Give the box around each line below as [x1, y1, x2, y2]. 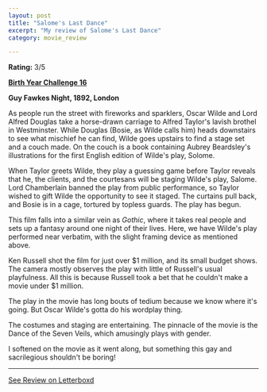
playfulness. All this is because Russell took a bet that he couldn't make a [8, 273, 249, 282]
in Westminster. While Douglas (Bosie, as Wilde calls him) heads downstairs [8, 125, 256, 135]
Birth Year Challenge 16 [8, 78, 87, 87]
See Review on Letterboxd [8, 375, 95, 385]
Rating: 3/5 [8, 63, 46, 72]
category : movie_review [8, 33, 87, 42]
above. [8, 240, 31, 250]
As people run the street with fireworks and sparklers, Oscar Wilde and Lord [8, 109, 258, 118]
